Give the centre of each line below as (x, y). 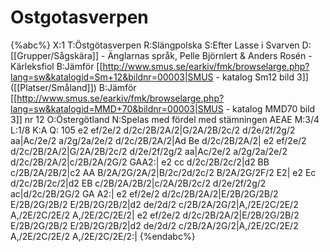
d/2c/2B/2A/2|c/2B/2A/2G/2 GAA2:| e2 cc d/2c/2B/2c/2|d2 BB (140, 162)
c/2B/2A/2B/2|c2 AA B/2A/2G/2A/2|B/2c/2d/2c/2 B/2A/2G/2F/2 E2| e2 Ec (163, 172)
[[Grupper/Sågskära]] (55, 55)
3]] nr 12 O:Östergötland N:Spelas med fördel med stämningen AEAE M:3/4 (165, 119)
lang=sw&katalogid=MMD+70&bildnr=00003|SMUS (117, 108)
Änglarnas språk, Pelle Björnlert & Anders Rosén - (210, 55)
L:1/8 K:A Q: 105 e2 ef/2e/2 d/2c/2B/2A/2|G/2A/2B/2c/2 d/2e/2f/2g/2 (153, 130)
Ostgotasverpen (79, 17)
